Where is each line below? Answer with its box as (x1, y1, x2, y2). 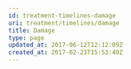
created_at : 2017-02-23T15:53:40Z (8, 48, 124, 56)
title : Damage (8, 26, 56, 34)
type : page (8, 33, 45, 42)
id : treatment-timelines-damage (8, 11, 116, 20)
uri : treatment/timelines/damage (8, 19, 120, 27)
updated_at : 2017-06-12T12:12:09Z (8, 41, 124, 49)
